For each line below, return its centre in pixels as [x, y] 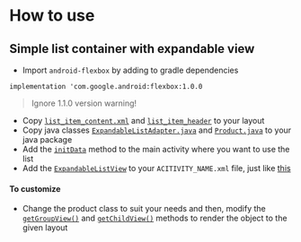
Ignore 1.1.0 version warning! [84, 103]
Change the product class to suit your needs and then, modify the [144, 209]
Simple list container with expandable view [132, 49]
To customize [35, 188]
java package [47, 139]
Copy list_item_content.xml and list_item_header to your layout [143, 121]
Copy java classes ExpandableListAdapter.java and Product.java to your [157, 130]
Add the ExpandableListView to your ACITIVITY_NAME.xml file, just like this [156, 168]
